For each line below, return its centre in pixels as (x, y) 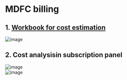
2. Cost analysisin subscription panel (64, 55)
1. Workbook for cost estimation (55, 28)
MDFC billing (32, 9)
